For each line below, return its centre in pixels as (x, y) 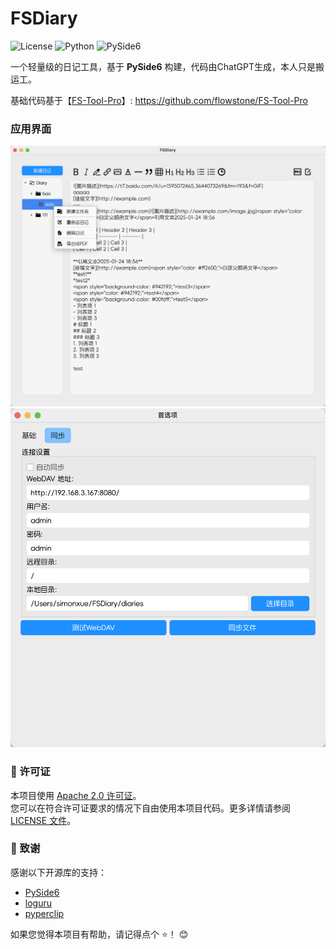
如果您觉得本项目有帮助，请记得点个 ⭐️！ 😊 (99, 934)
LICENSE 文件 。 (43, 820)
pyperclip (44, 913)
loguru (38, 903)
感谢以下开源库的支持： (58, 872)
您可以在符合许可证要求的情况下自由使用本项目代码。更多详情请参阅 (150, 808)
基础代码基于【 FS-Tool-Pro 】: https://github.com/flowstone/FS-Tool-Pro (159, 100)
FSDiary (44, 18)
